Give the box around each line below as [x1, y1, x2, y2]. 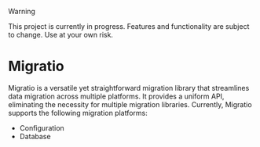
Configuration [19, 123, 64, 132]
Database [19, 131, 51, 141]
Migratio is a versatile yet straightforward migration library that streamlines [8, 83, 250, 92]
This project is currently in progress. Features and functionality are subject [8, 22, 250, 30]
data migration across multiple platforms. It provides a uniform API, [8, 91, 225, 101]
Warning [8, 7, 35, 16]
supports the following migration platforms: [8, 108, 148, 117]
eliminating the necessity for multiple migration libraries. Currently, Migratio [8, 99, 253, 109]
